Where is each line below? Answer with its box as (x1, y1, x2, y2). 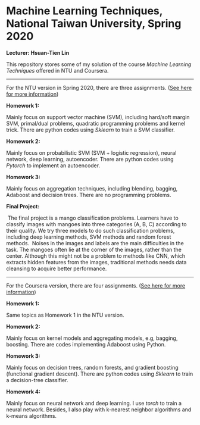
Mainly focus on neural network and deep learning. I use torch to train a (6, 399, 182, 407)
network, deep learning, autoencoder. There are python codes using (6, 155, 174, 162)
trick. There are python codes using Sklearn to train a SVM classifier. (6, 126, 175, 133)
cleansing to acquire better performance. (6, 265, 107, 272)
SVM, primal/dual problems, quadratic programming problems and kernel (6, 120, 186, 127)
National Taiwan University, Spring (6, 17, 182, 30)
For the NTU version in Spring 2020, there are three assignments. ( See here (6, 84, 192, 91)
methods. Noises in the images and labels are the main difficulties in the (6, 239, 185, 246)
